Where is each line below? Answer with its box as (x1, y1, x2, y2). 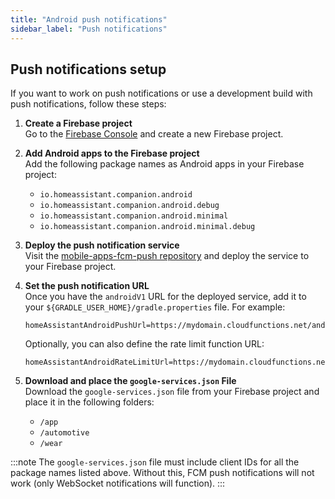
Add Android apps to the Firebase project (24, 147, 200, 160)
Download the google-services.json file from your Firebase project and (24, 386, 320, 398)
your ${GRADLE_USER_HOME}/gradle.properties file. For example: (24, 301, 286, 313)
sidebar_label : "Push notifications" (10, 24, 168, 34)
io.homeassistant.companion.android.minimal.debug (39, 222, 256, 232)
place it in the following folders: (24, 396, 155, 408)
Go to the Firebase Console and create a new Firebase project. (24, 128, 284, 140)
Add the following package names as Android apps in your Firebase (24, 158, 305, 170)
